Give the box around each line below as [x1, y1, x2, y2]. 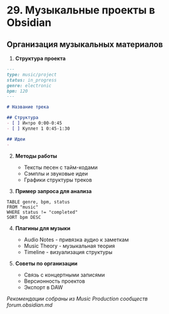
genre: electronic [6, 83, 52, 89]
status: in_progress [6, 77, 58, 83]
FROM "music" [6, 204, 39, 210]
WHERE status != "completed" [6, 209, 78, 215]
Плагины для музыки [15, 224, 71, 232]
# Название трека [6, 104, 49, 110]
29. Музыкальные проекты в [6, 4, 156, 17]
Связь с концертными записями [23, 271, 105, 278]
